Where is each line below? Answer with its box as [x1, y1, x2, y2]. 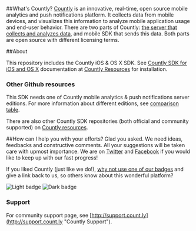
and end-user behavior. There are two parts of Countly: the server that [6, 24, 178, 31]
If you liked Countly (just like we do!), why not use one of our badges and [6, 165, 184, 173]
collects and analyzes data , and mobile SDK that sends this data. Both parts [6, 30, 190, 37]
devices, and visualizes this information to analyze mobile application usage [6, 18, 190, 24]
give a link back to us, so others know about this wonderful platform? [6, 172, 174, 179]
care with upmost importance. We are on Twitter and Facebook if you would [6, 148, 190, 155]
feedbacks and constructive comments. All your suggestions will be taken [6, 142, 185, 149]
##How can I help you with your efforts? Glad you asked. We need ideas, [6, 135, 183, 142]
